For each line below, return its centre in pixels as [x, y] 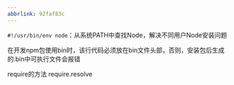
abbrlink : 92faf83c [36, 14]
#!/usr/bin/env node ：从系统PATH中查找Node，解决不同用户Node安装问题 [117, 35]
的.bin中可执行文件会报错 [44, 59]
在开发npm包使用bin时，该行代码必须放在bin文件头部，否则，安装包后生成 [116, 50]
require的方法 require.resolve [50, 74]
